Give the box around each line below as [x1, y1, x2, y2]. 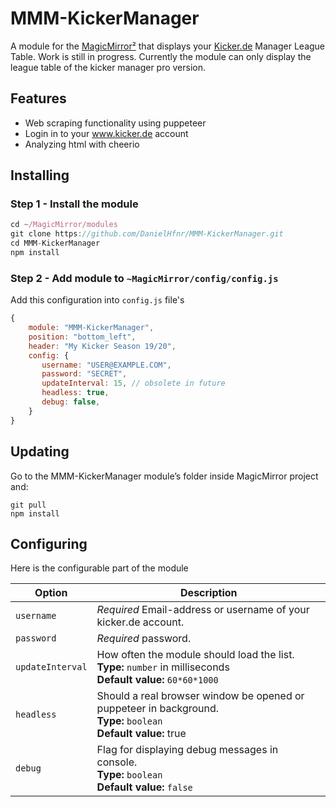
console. [96, 755, 138, 769]
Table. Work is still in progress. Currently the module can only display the [10, 50, 312, 62]
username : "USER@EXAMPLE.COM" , [41, 360, 172, 370]
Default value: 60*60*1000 [96, 673, 219, 687]
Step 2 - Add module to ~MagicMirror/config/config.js [10, 271, 279, 285]
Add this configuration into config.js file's [10, 294, 185, 306]
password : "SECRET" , [41, 369, 128, 379]
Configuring [10, 535, 88, 552]
